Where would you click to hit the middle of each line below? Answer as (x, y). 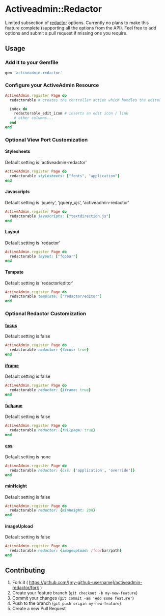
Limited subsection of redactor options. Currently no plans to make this (77, 23)
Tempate (14, 272)
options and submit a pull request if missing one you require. (66, 33)
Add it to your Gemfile (32, 62)
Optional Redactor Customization (46, 314)
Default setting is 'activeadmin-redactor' (46, 163)
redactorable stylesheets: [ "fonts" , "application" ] (65, 176)
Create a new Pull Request (39, 608)
